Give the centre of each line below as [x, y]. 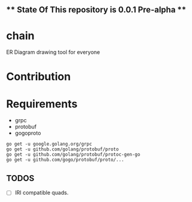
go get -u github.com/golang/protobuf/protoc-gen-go [73, 155]
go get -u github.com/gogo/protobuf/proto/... [65, 160]
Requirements [42, 104]
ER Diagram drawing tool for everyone [53, 52]
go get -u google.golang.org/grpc [49, 144]
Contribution [39, 76]
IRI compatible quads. [42, 193]
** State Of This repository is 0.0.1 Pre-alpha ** [96, 10]
